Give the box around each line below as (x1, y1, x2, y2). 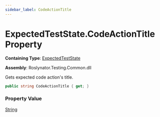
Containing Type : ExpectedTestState (5, 55, 81, 61)
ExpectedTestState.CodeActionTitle (5, 28, 155, 39)
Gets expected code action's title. (5, 74, 73, 80)
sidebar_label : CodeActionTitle (5, 7, 71, 12)
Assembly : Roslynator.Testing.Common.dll (5, 64, 92, 70)
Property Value (5, 95, 42, 102)
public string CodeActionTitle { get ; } (5, 84, 90, 88)
